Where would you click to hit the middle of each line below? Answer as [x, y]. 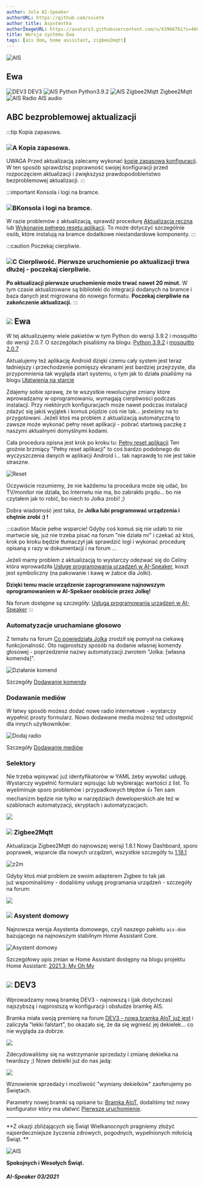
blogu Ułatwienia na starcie [40, 380]
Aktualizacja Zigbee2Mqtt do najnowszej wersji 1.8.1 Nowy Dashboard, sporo [102, 846]
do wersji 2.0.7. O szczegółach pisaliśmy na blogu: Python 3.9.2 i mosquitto [100, 343]
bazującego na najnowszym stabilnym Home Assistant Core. [82, 935]
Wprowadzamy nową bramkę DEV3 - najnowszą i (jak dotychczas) [90, 999]
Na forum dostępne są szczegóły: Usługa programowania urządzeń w [93, 603]
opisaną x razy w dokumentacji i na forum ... [62, 548]
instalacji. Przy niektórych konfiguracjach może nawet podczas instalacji [97, 405]
